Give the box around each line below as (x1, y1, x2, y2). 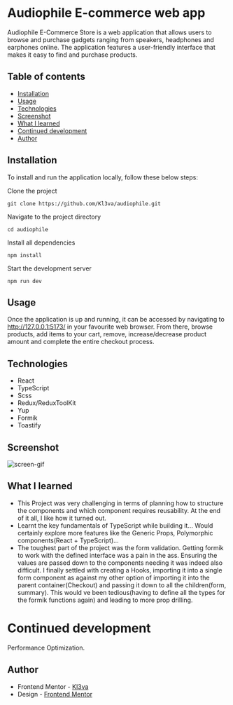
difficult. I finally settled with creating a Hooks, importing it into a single (17, 566, 223, 574)
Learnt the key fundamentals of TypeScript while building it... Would (17, 521, 213, 530)
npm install (7, 252, 42, 259)
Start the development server (7, 264, 92, 273)
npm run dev (7, 278, 42, 285)
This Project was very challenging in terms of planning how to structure (17, 499, 224, 507)
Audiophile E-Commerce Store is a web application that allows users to (7, 28, 212, 36)
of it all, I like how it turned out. (17, 514, 107, 522)
